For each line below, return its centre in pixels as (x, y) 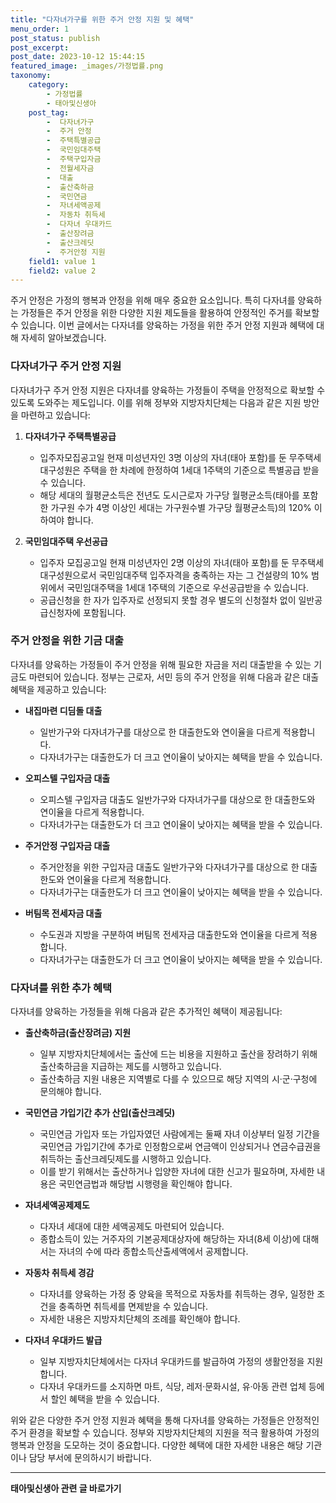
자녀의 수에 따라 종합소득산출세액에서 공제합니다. (153, 1252)
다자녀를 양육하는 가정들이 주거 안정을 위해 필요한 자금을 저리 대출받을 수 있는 (161, 664)
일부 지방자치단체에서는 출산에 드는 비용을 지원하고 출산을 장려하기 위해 (178, 1054)
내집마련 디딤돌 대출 (63, 710)
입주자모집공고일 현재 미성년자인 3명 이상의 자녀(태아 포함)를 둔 (163, 457)
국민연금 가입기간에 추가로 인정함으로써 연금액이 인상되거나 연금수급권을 (180, 1147)
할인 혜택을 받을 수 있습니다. (105, 1399)
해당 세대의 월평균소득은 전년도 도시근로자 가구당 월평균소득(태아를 (169, 495)
